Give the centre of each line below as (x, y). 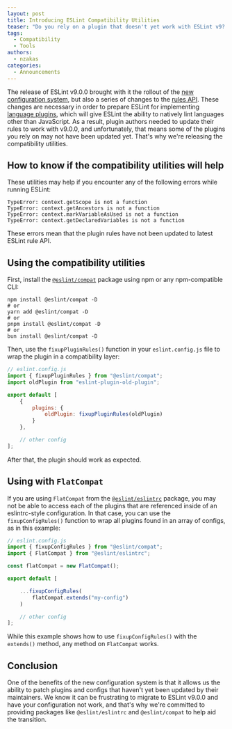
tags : (15, 33)
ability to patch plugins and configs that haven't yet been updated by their (113, 690)
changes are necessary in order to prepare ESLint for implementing (103, 107)
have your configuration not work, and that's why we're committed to (106, 705)
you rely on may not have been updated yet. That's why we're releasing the (115, 136)
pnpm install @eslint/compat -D (54, 324)
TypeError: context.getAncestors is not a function (83, 209)
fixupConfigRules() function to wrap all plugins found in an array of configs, (116, 520)
